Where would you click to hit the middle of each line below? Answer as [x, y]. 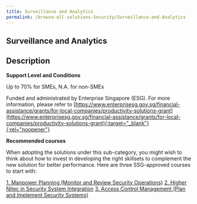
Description [28, 61]
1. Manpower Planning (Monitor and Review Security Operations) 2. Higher [96, 182]
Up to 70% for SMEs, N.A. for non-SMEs [55, 87]
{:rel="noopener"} [28, 129]
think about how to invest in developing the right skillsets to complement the [99, 158]
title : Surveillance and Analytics [50, 11]
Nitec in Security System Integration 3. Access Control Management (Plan [96, 189]
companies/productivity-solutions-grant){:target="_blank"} [78, 123]
